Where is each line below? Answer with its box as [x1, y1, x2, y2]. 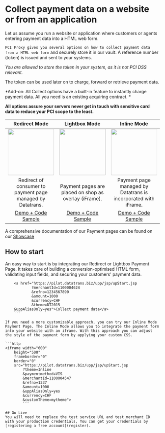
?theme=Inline [23, 367, 52, 372]
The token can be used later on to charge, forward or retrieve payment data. [5, 79, 160, 85]
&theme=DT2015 [31, 302, 60, 307]
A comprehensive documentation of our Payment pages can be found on [5, 228, 153, 234]
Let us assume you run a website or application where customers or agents [5, 30, 158, 36]
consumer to [16, 182, 46, 189]
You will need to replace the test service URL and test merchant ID [5, 414, 151, 420]
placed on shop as [61, 189, 104, 196]
